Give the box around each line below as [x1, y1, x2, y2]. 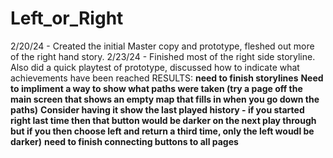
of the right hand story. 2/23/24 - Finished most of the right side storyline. [10, 50, 316, 62]
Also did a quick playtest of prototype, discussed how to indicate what [10, 61, 300, 73]
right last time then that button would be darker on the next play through [10, 114, 317, 126]
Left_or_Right [10, 7, 124, 30]
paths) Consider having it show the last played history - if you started [10, 103, 305, 116]
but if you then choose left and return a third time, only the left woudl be [10, 125, 315, 137]
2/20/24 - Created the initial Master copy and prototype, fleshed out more [10, 40, 315, 52]
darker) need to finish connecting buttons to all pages [10, 135, 239, 147]
